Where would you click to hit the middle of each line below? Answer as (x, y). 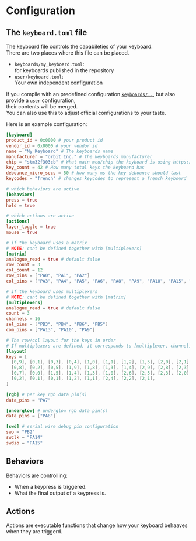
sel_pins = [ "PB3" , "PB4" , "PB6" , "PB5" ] (57, 324)
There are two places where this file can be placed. (68, 53)
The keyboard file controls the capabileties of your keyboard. (79, 46)
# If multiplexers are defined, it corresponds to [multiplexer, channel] (99, 346)
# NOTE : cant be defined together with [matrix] (66, 297)
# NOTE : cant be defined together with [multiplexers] (74, 248)
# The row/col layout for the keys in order (61, 340)
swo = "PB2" (20, 432)
